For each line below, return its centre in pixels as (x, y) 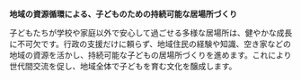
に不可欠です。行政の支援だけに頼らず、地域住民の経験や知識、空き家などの (150, 44)
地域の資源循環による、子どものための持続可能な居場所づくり (124, 14)
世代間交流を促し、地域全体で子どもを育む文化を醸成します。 (123, 66)
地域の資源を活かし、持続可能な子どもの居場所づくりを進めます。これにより (150, 55)
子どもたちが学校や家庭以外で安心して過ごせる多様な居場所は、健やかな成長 (151, 33)
